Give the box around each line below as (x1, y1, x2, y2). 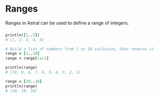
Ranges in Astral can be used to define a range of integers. (5, 20, 129, 26)
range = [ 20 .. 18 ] (5, 79, 42, 84)
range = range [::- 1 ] (5, 56, 49, 61)
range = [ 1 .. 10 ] (5, 51, 40, 56)
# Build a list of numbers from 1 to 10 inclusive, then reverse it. (5, 46, 156, 51)
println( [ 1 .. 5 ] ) (5, 32, 40, 38)
